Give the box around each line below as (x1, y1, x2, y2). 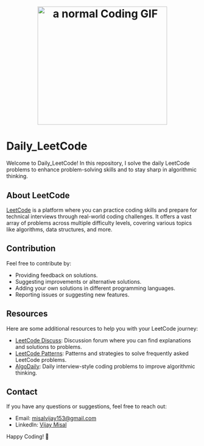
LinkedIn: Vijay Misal (15, 421, 67, 428)
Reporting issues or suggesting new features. (15, 290, 130, 298)
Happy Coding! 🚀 (6, 433, 49, 441)
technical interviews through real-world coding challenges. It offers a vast (6, 212, 192, 220)
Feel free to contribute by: (6, 259, 72, 267)
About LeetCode (6, 190, 70, 201)
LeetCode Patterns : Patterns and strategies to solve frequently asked (15, 350, 189, 357)
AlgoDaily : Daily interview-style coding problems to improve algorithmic (15, 362, 195, 370)
